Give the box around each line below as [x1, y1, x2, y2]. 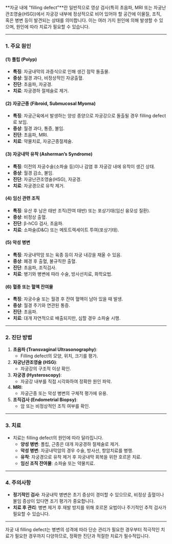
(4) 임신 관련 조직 [5, 195, 40, 201]
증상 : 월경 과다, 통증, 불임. [12, 125, 65, 132]
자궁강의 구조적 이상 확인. [20, 365, 72, 372]
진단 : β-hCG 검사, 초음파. [12, 220, 64, 226]
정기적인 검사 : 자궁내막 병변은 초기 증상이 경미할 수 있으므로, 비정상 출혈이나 [12, 492, 164, 498]
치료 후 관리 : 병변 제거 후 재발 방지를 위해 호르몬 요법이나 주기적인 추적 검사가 [12, 505, 166, 511]
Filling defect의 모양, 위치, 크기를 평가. [20, 353, 98, 359]
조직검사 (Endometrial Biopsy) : [12, 397, 78, 403]
